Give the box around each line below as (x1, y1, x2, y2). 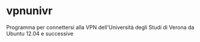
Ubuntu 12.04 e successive (6, 30, 73, 37)
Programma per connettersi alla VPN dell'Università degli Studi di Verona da (6, 24, 195, 31)
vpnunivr (6, 4, 53, 18)
